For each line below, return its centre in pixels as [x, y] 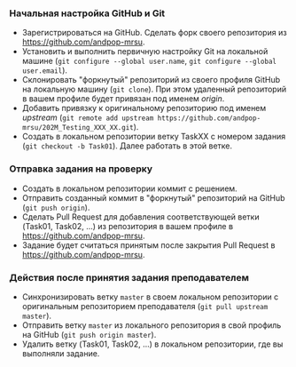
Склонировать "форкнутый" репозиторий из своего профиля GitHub [151, 80]
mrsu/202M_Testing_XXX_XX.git [78, 128]
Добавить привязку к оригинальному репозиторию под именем [144, 108]
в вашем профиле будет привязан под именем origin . [123, 99]
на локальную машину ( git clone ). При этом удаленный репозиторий [154, 89]
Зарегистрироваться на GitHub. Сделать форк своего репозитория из [154, 33]
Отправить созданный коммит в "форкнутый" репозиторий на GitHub [153, 197]
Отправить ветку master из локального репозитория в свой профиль [152, 325]
